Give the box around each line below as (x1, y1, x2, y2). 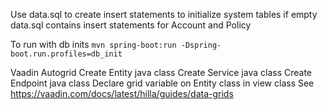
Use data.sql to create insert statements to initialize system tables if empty (10, 9, 318, 20)
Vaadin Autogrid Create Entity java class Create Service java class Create (10, 67, 313, 78)
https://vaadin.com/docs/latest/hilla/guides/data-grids (10, 88, 234, 99)
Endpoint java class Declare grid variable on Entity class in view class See (10, 77, 315, 89)
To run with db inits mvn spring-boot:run (10, 39, 177, 50)
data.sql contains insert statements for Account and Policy (10, 19, 252, 31)
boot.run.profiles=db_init (10, 49, 123, 59)
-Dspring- (180, 40, 222, 50)
